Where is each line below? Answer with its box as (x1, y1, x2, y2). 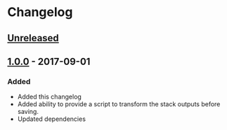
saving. (17, 108, 39, 116)
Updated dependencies (17, 115, 86, 123)
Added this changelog (17, 92, 82, 101)
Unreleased (7, 32, 60, 44)
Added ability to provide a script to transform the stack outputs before (17, 100, 221, 108)
